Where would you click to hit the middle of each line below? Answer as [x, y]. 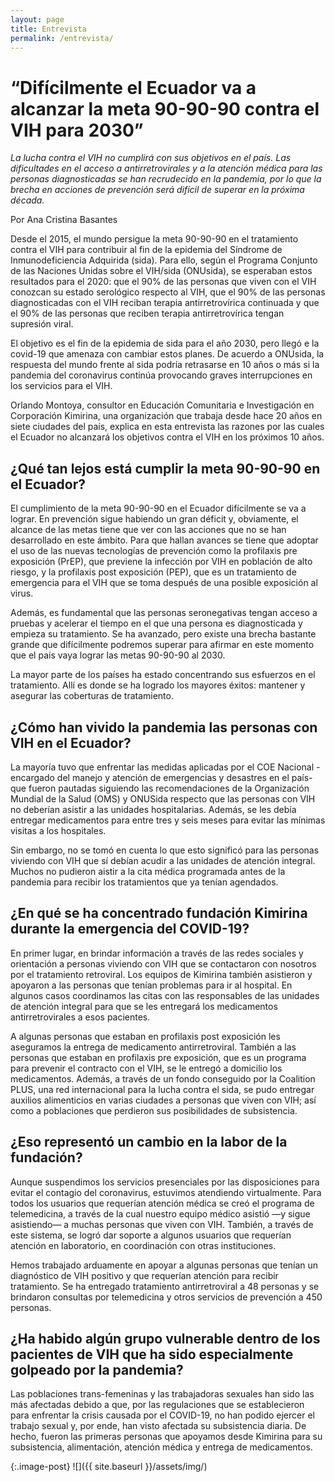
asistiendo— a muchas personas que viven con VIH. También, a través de [162, 1224]
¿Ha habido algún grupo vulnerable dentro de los [165, 1338]
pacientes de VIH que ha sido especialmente [152, 1354]
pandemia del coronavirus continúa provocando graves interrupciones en [161, 375]
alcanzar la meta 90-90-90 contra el [165, 108]
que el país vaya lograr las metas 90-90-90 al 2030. [118, 655]
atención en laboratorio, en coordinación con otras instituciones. [143, 1245]
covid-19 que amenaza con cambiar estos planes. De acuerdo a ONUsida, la [167, 354]
